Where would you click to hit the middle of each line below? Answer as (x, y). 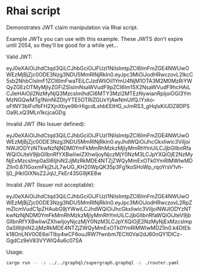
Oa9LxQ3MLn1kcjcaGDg (36, 112)
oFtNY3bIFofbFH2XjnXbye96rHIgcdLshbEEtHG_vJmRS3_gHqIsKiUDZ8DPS (98, 106)
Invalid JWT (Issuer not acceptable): (50, 185)
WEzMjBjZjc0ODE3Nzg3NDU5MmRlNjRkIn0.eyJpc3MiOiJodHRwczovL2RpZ (99, 203)
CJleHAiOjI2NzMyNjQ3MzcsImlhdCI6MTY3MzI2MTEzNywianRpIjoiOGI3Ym (99, 93)
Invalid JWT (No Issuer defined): (46, 124)
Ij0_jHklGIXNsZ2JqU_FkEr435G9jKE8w (54, 173)
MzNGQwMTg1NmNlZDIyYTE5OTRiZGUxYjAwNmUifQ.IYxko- (81, 100)
